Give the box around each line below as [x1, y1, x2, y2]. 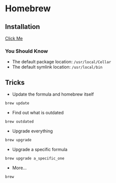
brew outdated [5, 119, 34, 124]
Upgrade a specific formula [12, 146, 68, 152]
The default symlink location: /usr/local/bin [12, 64, 103, 70]
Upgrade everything [12, 128, 53, 134]
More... [12, 165, 27, 171]
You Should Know [5, 48, 48, 54]
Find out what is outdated [12, 109, 64, 115]
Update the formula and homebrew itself [12, 91, 94, 97]
